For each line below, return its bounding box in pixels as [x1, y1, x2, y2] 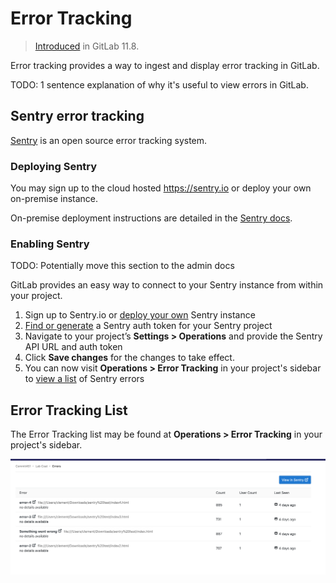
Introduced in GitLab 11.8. [34, 40, 140, 52]
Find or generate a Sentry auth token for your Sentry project [24, 320, 273, 332]
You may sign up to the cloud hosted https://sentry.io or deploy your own [10, 182, 312, 194]
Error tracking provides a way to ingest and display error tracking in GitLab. [10, 59, 320, 71]
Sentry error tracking [10, 108, 145, 125]
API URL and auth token [24, 341, 123, 353]
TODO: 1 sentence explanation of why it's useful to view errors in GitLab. [10, 78, 309, 91]
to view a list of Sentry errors [24, 373, 145, 385]
